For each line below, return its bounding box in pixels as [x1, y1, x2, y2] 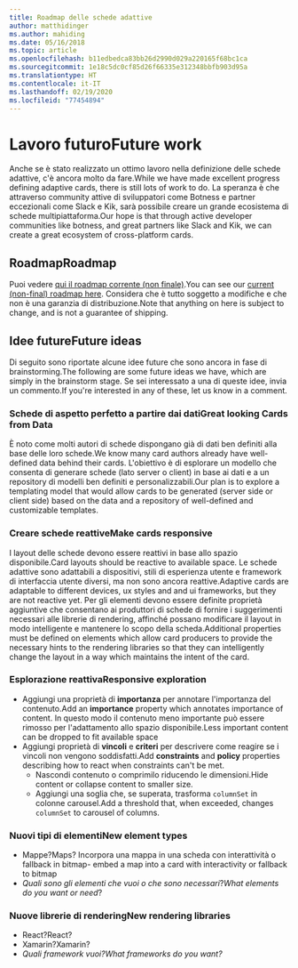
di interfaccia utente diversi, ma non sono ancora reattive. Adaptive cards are [9, 576, 289, 586]
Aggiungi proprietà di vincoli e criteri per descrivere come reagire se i [21, 740, 279, 752]
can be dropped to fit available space [21, 731, 159, 742]
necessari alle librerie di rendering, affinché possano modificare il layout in [9, 613, 282, 624]
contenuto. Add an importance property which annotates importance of [21, 703, 284, 714]
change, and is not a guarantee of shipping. [9, 308, 169, 319]
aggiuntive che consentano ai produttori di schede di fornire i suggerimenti [9, 604, 283, 615]
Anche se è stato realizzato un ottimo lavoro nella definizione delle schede [9, 164, 281, 174]
